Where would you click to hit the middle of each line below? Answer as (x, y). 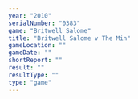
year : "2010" (30, 16)
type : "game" (30, 82)
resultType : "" (34, 75)
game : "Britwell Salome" (50, 30)
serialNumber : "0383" (45, 23)
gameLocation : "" (37, 46)
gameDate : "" (30, 53)
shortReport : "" (35, 61)
